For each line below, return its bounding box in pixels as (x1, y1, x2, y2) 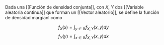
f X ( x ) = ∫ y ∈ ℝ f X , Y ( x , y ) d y (58, 24, 109, 31)
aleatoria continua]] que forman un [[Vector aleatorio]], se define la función (5, 9, 160, 15)
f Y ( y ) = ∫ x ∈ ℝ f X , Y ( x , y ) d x (58, 33, 109, 40)
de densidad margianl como (5, 15, 63, 20)
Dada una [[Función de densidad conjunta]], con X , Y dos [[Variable (5, 4, 144, 10)
